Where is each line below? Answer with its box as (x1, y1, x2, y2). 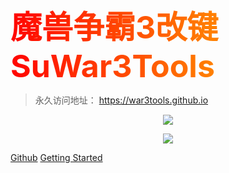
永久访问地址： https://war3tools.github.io (34, 94, 209, 106)
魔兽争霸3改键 (10, 8, 219, 46)
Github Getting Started (10, 152, 103, 163)
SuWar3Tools (10, 47, 215, 85)
